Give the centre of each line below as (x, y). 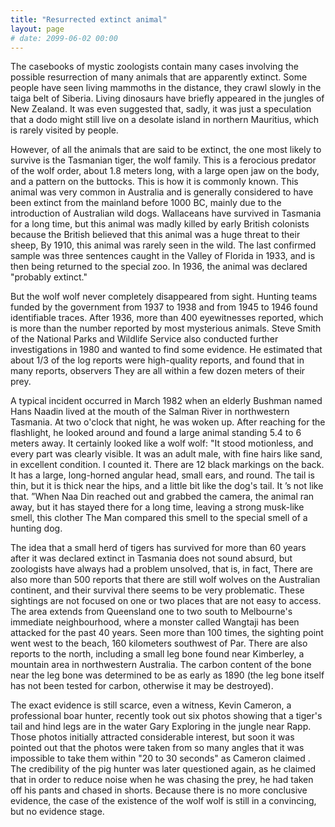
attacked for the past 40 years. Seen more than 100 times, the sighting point (167, 633)
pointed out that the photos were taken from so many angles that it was (157, 748)
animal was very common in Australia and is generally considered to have (162, 192)
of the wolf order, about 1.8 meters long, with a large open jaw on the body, (165, 171)
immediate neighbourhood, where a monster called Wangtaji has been (155, 622)
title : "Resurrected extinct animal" (89, 19)
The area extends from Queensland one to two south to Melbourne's (151, 612)
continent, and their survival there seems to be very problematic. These (157, 590)
